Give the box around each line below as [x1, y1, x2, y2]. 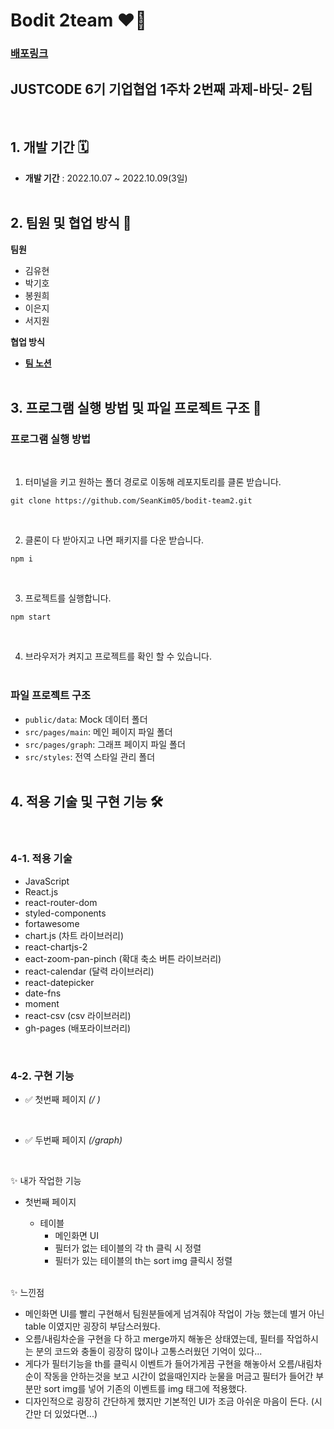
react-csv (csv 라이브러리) [24, 1009, 132, 1021]
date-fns [24, 987, 62, 999]
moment [24, 997, 60, 1009]
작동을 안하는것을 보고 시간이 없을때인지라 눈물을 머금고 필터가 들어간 [43, 1370, 314, 1382]
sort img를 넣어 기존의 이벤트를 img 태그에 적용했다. [43, 1382, 248, 1394]
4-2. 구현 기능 [10, 1069, 75, 1083]
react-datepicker [24, 976, 95, 988]
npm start [10, 612, 52, 623]
